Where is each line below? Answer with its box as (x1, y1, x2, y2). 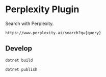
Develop (5, 44, 32, 53)
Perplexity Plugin (5, 4, 79, 15)
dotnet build (5, 58, 33, 63)
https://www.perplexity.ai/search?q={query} (5, 30, 101, 35)
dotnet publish (5, 67, 38, 72)
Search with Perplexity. (5, 20, 54, 27)
